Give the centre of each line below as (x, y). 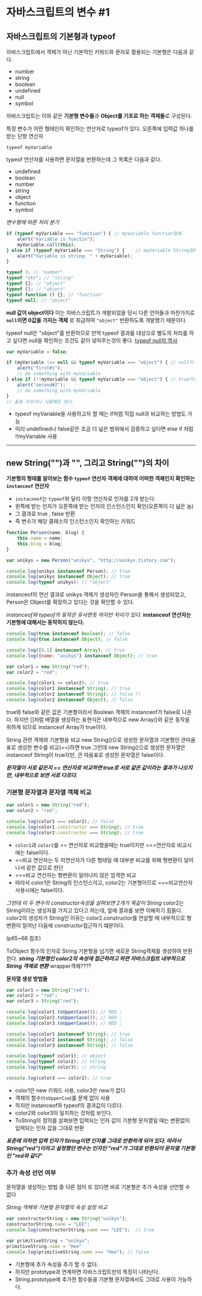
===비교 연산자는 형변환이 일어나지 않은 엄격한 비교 (75, 875)
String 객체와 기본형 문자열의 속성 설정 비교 (57, 1207)
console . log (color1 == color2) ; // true (58, 683)
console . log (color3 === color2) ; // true (59, 1078)
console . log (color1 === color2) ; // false (60, 821)
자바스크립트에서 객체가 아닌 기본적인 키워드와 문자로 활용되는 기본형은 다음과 (97, 52)
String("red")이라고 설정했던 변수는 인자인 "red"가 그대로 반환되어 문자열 (93, 1148)
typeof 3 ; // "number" (35, 272)
